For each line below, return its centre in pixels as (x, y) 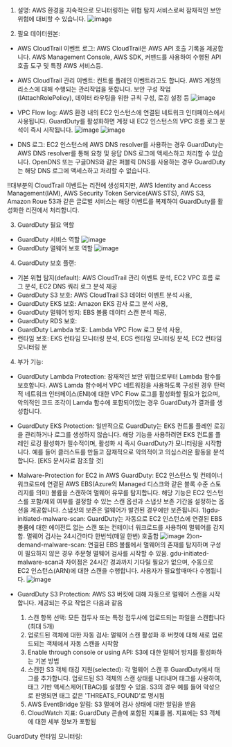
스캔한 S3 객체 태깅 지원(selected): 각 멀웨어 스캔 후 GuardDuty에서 (120, 669)
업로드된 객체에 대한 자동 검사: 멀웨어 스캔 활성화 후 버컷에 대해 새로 (119, 635)
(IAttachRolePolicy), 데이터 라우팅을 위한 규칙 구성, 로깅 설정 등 (103, 98)
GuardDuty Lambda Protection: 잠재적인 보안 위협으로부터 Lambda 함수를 (119, 376)
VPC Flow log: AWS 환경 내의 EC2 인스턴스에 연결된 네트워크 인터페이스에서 (121, 112)
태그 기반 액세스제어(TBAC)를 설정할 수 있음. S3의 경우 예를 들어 (115, 687)
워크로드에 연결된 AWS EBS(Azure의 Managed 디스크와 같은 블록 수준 (113, 484)
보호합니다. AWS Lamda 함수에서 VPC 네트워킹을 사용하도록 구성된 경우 (115, 385)
